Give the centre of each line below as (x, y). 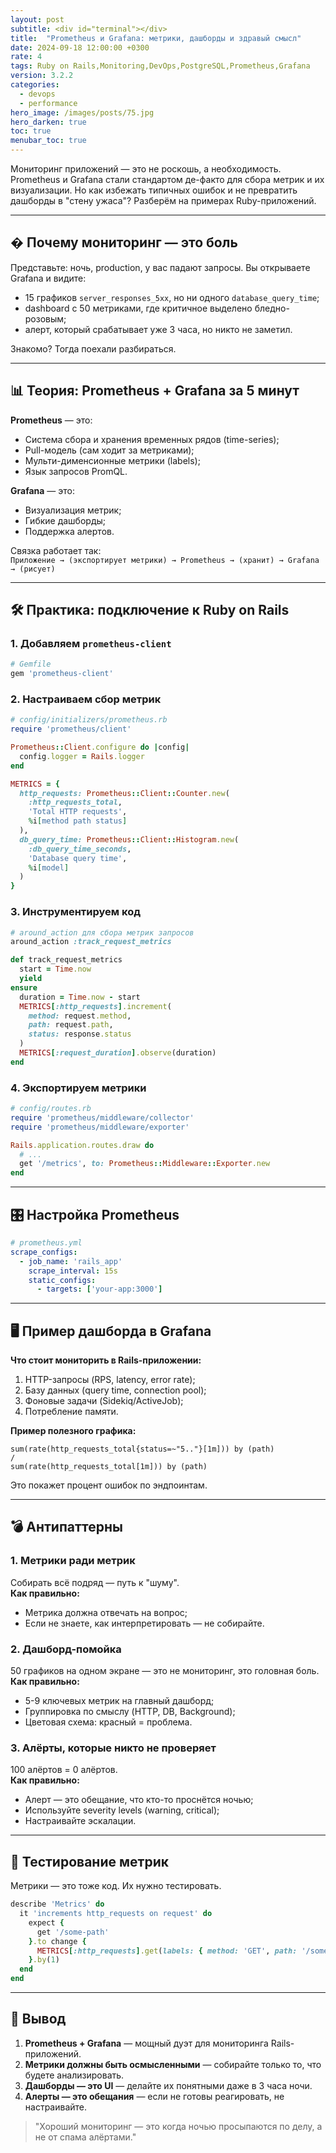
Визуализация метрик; (73, 510)
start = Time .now (55, 969)
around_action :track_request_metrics (91, 942)
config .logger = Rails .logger (82, 756)
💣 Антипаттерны (67, 1527)
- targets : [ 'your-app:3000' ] (99, 1289)
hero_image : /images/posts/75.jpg (82, 112)
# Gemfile (31, 664)
